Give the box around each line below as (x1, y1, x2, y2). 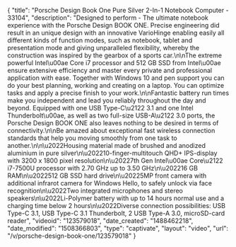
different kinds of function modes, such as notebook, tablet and (7, 36, 193, 45)
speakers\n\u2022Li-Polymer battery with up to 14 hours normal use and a (7, 194, 225, 202)
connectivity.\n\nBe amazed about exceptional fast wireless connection (7, 127, 216, 134)
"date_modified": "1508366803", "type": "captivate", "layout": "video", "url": (7, 224, 228, 232)
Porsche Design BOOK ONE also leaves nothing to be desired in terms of (7, 119, 219, 127)
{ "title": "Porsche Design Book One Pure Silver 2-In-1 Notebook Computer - (7, 6, 229, 14)
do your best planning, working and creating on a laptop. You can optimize (7, 81, 225, 89)
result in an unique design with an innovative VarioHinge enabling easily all (7, 28, 225, 37)
